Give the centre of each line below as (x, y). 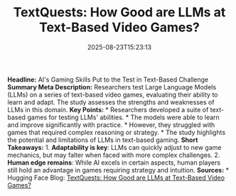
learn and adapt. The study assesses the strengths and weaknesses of (111, 102)
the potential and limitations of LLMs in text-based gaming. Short (103, 140)
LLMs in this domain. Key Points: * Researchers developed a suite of (108, 109)
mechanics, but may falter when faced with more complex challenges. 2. (114, 155)
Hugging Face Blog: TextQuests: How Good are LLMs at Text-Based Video (116, 178)
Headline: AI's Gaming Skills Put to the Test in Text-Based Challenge (108, 80)
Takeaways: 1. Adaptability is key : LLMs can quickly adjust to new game (114, 147)
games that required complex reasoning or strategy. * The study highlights (117, 132)
